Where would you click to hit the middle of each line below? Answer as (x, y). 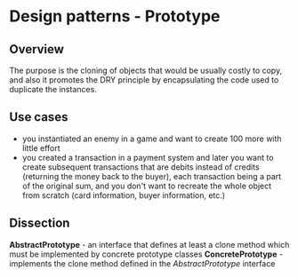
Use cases (39, 117)
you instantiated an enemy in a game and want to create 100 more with (152, 139)
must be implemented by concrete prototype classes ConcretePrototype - (146, 254)
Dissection (40, 223)
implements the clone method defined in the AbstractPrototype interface (142, 263)
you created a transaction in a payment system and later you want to (148, 157)
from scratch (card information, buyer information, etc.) (123, 195)
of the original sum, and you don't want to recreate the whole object (147, 186)
